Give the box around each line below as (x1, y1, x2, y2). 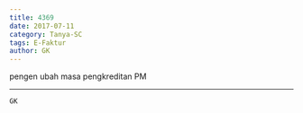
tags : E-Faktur (9, 38, 67, 48)
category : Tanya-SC (9, 30, 83, 39)
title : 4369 (9, 13, 54, 22)
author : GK (9, 47, 50, 56)
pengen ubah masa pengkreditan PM (9, 71, 147, 82)
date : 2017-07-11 (9, 22, 75, 30)
